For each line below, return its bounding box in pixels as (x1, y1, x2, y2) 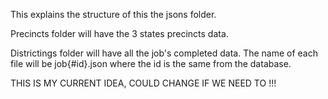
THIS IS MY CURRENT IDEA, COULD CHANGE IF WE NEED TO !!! (10, 77, 277, 89)
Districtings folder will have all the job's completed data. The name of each (10, 47, 318, 59)
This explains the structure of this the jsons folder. (10, 9, 217, 20)
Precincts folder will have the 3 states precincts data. (10, 28, 229, 39)
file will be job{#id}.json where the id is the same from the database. (10, 58, 292, 69)
